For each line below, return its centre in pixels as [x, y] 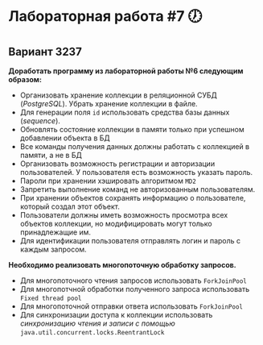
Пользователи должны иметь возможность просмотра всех [124, 215]
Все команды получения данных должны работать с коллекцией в [135, 146]
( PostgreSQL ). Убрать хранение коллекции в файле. [109, 104]
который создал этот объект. [70, 206]
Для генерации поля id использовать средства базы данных [125, 112]
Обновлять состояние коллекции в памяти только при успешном [132, 129]
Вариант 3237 [45, 51]
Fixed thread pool [51, 298]
